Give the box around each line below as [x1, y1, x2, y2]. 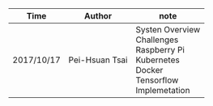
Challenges [135, 34, 179, 45]
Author [83, 11, 112, 21]
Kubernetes [135, 54, 180, 66]
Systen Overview [135, 24, 201, 35]
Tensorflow [135, 74, 179, 86]
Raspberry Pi [135, 45, 185, 55]
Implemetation [135, 85, 190, 95]
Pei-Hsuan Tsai [68, 54, 128, 66]
